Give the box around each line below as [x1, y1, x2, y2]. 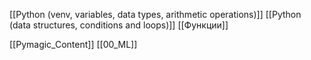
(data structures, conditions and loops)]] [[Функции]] [9, 19, 229, 31]
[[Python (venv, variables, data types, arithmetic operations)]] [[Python [9, 9, 302, 20]
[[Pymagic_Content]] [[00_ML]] [9, 39, 138, 50]
